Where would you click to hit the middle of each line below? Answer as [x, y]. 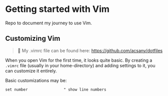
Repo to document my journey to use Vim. [49, 23]
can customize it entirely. [31, 71]
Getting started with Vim [57, 9]
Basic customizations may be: [36, 80]
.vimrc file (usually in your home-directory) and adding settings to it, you [80, 65]
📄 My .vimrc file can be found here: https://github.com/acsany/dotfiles [90, 50]
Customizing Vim [33, 39]
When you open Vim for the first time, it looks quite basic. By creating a [79, 60]
